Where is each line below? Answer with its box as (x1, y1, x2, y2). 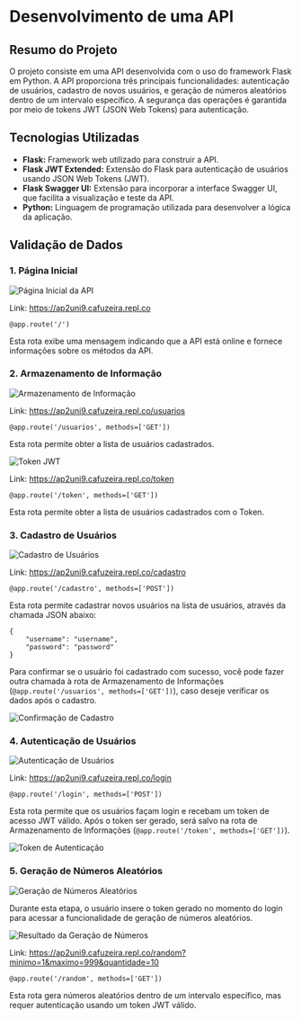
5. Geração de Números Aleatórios (9, 865, 164, 878)
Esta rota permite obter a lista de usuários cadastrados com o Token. (9, 506, 265, 517)
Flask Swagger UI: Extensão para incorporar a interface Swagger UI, (22, 183, 279, 193)
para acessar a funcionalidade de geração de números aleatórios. (9, 912, 253, 923)
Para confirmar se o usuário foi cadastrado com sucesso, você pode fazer (9, 666, 285, 677)
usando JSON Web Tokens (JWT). (22, 173, 150, 183)
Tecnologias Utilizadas (9, 130, 140, 146)
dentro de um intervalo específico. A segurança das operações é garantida (9, 94, 288, 105)
